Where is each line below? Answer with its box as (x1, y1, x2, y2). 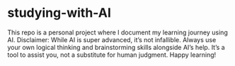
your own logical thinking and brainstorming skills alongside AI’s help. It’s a (7, 43, 225, 51)
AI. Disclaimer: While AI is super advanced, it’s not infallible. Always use (7, 35, 217, 44)
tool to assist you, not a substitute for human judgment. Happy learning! (7, 51, 217, 59)
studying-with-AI (7, 5, 112, 21)
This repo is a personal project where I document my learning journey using (7, 28, 228, 37)
